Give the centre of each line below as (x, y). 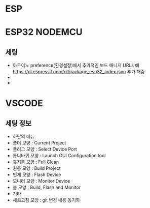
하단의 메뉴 (24, 137)
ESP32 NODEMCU (44, 32)
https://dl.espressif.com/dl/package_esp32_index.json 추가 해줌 (79, 72)
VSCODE (24, 103)
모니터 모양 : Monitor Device (41, 181)
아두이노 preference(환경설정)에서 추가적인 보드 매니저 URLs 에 (76, 65)
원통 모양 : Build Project (36, 168)
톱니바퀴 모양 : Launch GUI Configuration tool (59, 156)
